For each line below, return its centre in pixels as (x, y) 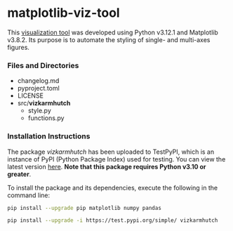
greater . (19, 174)
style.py (39, 111)
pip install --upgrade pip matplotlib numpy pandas (84, 208)
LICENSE (31, 95)
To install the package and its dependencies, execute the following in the (113, 187)
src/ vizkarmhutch (44, 103)
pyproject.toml (38, 88)
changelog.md (38, 81)
